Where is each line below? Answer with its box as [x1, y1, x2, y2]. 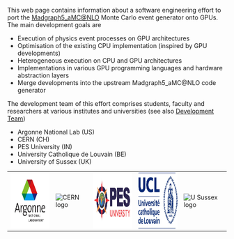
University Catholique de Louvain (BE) [17, 150, 127, 158]
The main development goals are [7, 21, 102, 29]
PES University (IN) [17, 143, 73, 151]
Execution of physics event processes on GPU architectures [17, 34, 190, 43]
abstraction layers [17, 71, 70, 79]
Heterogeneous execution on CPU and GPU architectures [17, 56, 182, 65]
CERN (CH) [17, 135, 50, 144]
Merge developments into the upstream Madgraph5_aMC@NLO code [17, 79, 217, 86]
